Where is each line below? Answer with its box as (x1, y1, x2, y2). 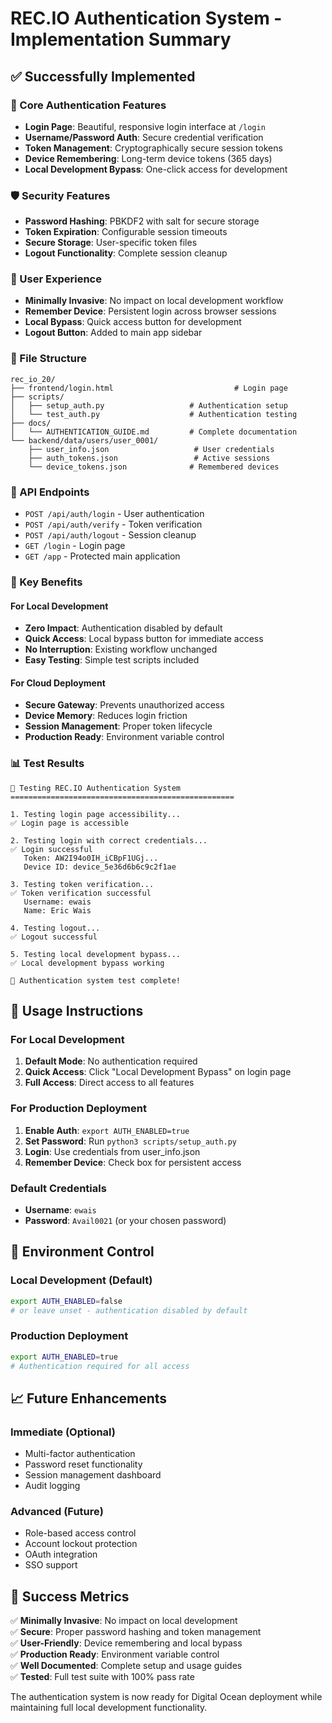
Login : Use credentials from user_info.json (24, 1145, 201, 1157)
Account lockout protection (24, 1538, 138, 1550)
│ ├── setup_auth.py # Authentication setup (10, 400, 288, 411)
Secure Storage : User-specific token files (24, 237, 198, 249)
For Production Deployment (10, 1102, 147, 1116)
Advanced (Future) (10, 1505, 104, 1519)
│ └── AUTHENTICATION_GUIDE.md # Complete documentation (10, 427, 298, 437)
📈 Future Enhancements (10, 1390, 168, 1407)
